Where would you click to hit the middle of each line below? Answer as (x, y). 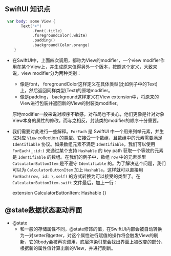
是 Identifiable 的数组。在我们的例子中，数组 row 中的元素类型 (79, 157)
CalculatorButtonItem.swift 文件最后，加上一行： (65, 182)
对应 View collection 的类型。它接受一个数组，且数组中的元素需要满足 (90, 138)
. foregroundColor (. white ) (60, 36)
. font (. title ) (47, 31)
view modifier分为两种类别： (51, 73)
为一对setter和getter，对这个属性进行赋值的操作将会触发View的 (87, 235)
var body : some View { (31, 21)
